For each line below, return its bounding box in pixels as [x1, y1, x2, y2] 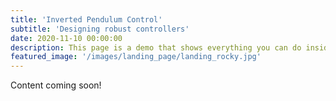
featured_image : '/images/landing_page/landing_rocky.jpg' [10, 52, 262, 62]
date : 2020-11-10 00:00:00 [10, 33, 123, 43]
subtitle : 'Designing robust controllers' [10, 24, 190, 34]
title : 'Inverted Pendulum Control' [10, 14, 163, 25]
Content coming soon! [10, 79, 102, 91]
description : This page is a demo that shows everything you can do [10, 42, 302, 53]
